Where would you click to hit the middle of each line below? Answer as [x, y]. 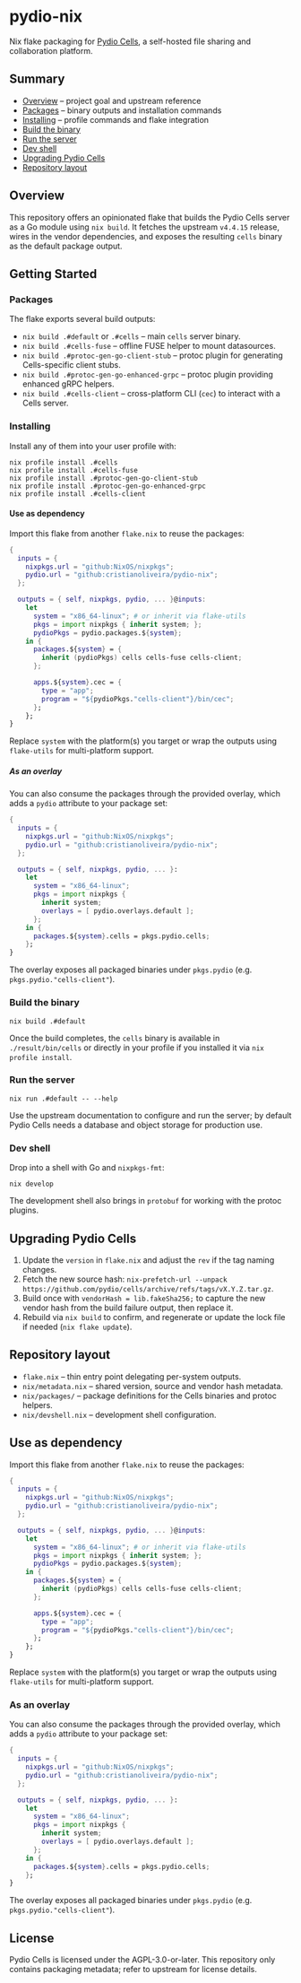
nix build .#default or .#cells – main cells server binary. [131, 336]
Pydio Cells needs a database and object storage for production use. [136, 1125]
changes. [39, 1269]
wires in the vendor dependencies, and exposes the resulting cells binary [146, 236]
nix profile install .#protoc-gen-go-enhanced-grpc [107, 486]
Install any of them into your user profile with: [93, 446]
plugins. [24, 1210]
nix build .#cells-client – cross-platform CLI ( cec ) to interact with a [151, 394]
